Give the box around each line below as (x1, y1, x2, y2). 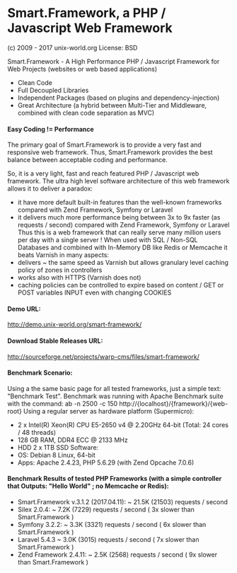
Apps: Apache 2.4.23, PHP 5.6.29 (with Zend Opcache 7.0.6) (17, 458, 195, 467)
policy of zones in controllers (17, 266, 103, 274)
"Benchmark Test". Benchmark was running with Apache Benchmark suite (7, 392, 224, 400)
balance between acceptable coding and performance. (7, 156, 168, 164)
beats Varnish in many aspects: (17, 251, 110, 259)
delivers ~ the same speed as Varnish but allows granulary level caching (17, 259, 229, 267)
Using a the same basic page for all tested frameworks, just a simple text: (7, 384, 221, 392)
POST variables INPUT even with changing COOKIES (17, 288, 172, 297)
